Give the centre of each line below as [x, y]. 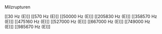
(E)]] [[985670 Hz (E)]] [27, 27]
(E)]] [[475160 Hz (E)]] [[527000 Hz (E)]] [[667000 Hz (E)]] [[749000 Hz [78, 22]
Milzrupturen [17, 7]
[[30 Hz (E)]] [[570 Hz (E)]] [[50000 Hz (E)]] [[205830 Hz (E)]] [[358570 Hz [81, 16]
